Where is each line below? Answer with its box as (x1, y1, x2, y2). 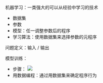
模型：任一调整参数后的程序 (12, 28, 71, 34)
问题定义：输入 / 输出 (5, 45, 49, 50)
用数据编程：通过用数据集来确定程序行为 (12, 72, 97, 78)
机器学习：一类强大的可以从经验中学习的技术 (5, 5, 98, 10)
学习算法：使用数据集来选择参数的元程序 (12, 34, 97, 40)
